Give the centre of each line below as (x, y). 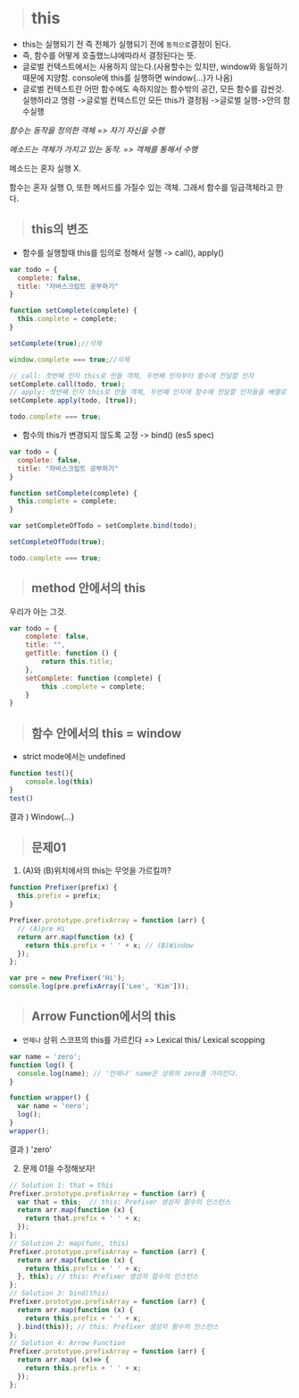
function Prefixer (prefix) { (63, 888)
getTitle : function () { (71, 653)
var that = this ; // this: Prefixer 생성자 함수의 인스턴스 (124, 1202)
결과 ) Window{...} (42, 817)
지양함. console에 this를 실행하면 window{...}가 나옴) (140, 77)
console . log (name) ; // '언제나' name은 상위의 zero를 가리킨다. (128, 1073)
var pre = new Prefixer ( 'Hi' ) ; (67, 979)
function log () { (42, 1065)
